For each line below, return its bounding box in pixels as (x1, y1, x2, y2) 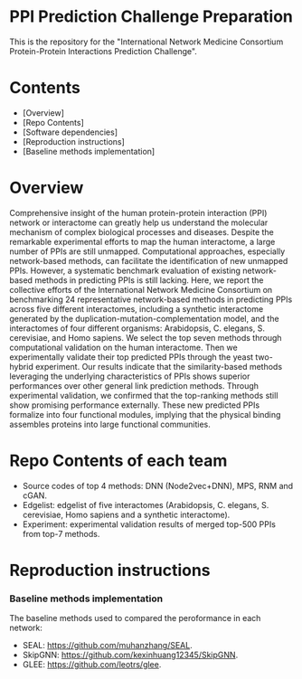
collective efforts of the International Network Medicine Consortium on (9, 284, 273, 295)
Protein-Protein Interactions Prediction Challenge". (9, 45, 197, 56)
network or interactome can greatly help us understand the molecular (9, 217, 269, 228)
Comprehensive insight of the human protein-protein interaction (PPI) (9, 207, 268, 218)
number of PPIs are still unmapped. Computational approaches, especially (9, 246, 286, 257)
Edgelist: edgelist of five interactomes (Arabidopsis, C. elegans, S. (22, 499, 269, 510)
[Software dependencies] (22, 127, 118, 137)
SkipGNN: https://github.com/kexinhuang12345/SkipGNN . (22, 649, 239, 661)
